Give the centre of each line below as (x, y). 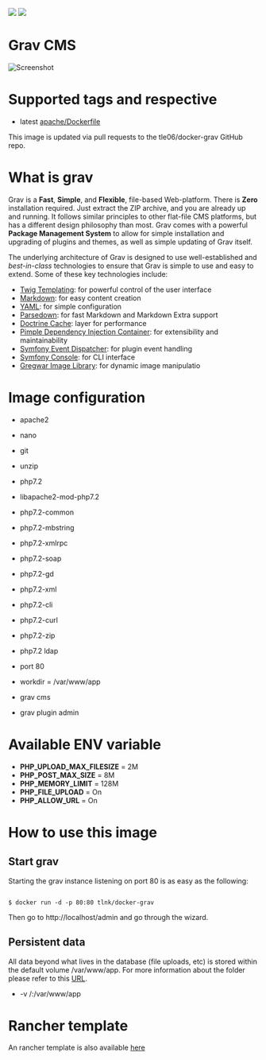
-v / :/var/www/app (50, 993)
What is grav (51, 178)
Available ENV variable (85, 744)
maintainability (44, 340)
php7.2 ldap (39, 650)
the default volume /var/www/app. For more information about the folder (127, 969)
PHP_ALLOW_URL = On (58, 800)
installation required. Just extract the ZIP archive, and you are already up (127, 208)
